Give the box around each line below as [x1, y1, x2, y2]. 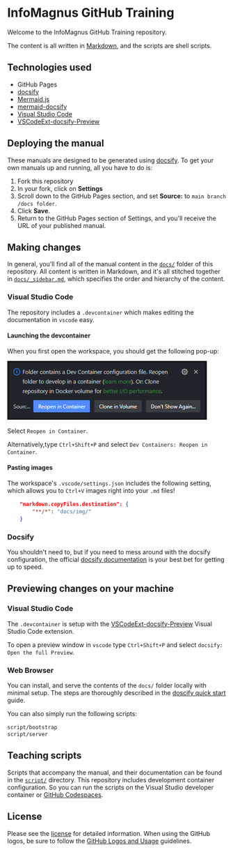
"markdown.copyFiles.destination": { [19, 501, 129, 508]
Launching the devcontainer [7, 331, 91, 340]
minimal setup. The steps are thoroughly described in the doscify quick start [7, 688, 226, 697]
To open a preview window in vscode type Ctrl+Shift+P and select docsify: [7, 640, 223, 649]
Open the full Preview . [7, 648, 75, 656]
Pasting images [7, 464, 54, 472]
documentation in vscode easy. [7, 315, 95, 324]
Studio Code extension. [7, 627, 74, 635]
